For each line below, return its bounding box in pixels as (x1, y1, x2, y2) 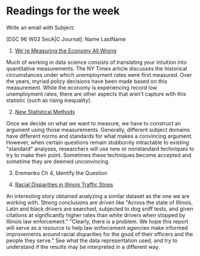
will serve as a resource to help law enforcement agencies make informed (6, 224, 188, 231)
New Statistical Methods (14, 108, 75, 115)
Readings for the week (6, 4, 120, 18)
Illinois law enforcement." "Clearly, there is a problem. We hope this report (6, 218, 189, 225)
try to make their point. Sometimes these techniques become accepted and (6, 151, 192, 159)
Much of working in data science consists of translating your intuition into (6, 58, 187, 66)
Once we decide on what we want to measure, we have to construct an (6, 119, 181, 127)
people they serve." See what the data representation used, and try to (6, 237, 178, 244)
